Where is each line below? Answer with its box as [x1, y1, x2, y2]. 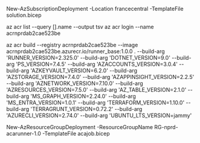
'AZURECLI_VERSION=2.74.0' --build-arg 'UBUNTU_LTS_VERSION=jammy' [6, 112, 192, 119]
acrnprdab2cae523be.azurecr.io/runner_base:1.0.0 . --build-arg [6, 48, 165, 55]
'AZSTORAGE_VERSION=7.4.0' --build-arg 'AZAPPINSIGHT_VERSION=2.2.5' [6, 74, 195, 80]
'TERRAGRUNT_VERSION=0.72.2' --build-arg [30, 106, 143, 112]
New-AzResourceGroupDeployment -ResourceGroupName [6, 124, 153, 130]
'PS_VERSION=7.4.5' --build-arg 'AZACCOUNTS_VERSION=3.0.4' [16, 60, 178, 68]
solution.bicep [6, 11, 42, 19]
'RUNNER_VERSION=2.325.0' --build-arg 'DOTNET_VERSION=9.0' [6, 54, 171, 61]
